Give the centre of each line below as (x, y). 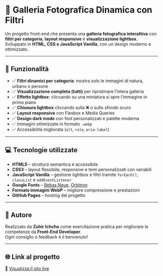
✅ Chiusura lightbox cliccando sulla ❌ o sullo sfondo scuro (71, 107)
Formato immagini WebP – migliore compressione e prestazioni (76, 190)
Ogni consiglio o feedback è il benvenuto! (47, 237)
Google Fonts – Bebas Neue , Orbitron (50, 185)
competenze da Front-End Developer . (43, 232)
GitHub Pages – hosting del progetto (49, 195)
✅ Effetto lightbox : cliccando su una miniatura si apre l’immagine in (80, 97)
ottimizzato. (17, 49)
